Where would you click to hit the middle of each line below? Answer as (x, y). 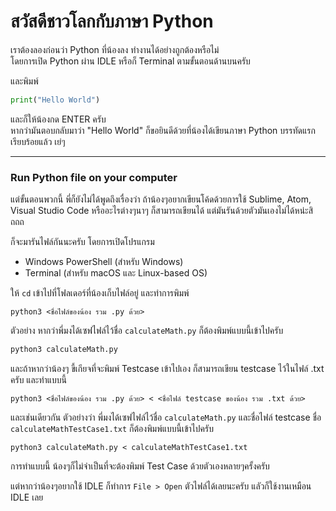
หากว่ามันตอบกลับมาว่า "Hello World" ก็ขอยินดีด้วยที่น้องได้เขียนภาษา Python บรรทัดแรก (163, 130)
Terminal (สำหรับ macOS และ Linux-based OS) (116, 273)
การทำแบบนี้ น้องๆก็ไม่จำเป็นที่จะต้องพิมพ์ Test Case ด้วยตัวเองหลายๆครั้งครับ (140, 466)
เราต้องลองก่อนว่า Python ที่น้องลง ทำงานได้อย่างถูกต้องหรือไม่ (115, 49)
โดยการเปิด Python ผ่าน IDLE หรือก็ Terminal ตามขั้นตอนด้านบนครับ (130, 61)
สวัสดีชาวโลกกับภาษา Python (112, 21)
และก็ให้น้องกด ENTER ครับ (58, 119)
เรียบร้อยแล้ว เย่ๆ (38, 141)
